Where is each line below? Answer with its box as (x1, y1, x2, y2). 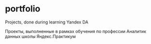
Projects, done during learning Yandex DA (5, 19, 89, 25)
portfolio (5, 3, 41, 14)
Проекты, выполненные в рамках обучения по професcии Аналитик (5, 28, 147, 34)
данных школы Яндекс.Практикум (5, 33, 76, 39)
